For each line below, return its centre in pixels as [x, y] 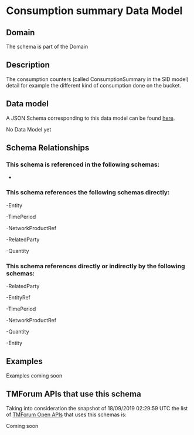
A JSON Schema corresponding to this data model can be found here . [91, 118]
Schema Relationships [48, 148]
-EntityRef [18, 297]
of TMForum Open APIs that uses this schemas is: [67, 414]
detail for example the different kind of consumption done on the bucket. [94, 85]
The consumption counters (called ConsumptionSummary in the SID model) [97, 79]
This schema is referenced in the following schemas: [83, 164]
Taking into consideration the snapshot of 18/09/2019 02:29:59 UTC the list [97, 408]
